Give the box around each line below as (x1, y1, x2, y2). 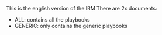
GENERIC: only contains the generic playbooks (14, 23, 127, 29)
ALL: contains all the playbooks (14, 16, 90, 23)
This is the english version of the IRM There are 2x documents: (6, 5, 157, 12)
